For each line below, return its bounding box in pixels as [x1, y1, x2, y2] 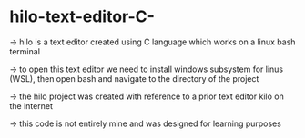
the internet [9, 100, 53, 111]
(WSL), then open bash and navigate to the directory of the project [9, 73, 259, 84]
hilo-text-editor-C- [9, 6, 155, 27]
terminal [9, 45, 41, 56]
